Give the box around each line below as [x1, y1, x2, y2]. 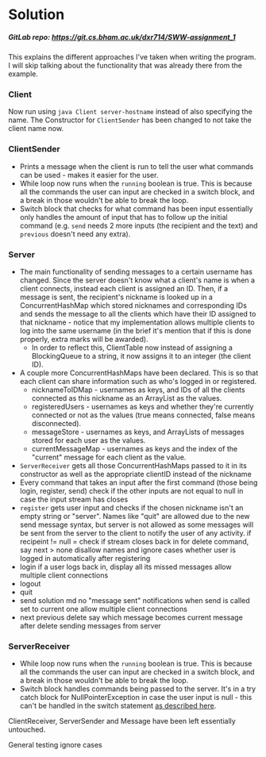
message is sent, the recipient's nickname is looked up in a [19, 292, 213, 302]
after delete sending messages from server [19, 621, 161, 631]
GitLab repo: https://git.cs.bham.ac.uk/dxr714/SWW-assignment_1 [8, 32, 236, 41]
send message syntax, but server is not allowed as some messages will [19, 520, 254, 529]
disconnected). [31, 419, 82, 428]
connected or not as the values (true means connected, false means [31, 410, 256, 420]
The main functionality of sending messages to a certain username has [19, 267, 253, 277]
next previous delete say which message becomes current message [19, 613, 244, 622]
